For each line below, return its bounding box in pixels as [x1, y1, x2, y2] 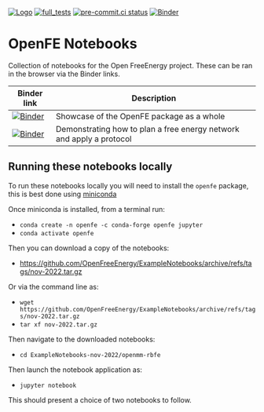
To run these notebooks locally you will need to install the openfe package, [8, 180, 249, 190]
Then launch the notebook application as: [8, 365, 143, 374]
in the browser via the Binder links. [8, 69, 120, 78]
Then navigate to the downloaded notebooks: [8, 334, 156, 344]
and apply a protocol [56, 133, 132, 144]
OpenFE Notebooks [8, 35, 137, 53]
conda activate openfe [19, 229, 94, 237]
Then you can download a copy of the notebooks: [8, 243, 170, 253]
